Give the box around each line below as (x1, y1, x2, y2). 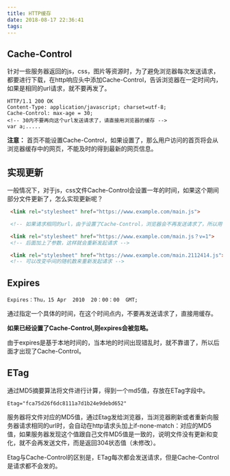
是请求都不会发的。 (7, 462, 62, 470)
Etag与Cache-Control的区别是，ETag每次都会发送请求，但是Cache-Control (7, 453, 219, 461)
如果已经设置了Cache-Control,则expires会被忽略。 (7, 324, 152, 332)
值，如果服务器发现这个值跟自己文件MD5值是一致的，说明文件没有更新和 (7, 429, 213, 438)
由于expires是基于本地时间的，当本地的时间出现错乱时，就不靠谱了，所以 (7, 338, 214, 347)
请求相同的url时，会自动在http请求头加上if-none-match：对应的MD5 (18, 421, 212, 429)
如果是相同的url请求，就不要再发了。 (7, 84, 111, 92)
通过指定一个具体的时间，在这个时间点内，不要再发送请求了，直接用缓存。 (7, 310, 217, 318)
